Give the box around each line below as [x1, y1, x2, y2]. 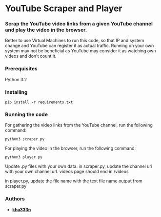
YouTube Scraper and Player [5, 3, 122, 14]
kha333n [12, 206, 31, 213]
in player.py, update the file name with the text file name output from [5, 178, 142, 184]
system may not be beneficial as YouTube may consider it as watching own [5, 48, 156, 54]
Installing [5, 88, 28, 95]
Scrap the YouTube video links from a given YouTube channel [5, 21, 153, 27]
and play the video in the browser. [5, 26, 87, 33]
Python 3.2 [5, 76, 27, 82]
